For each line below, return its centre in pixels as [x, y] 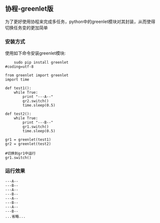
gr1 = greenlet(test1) [28, 140]
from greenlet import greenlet [37, 75]
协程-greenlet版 [29, 9]
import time [17, 80]
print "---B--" [38, 123]
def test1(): [18, 88]
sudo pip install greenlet [41, 63]
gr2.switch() [36, 101]
